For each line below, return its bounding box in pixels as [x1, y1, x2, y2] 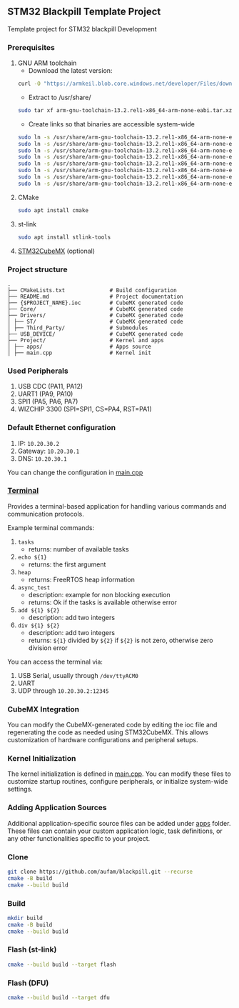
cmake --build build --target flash [7, 961, 116, 968]
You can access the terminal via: [7, 657, 103, 666]
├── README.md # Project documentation [7, 293, 183, 300]
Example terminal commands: [7, 523, 95, 532]
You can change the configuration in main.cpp [7, 468, 143, 476]
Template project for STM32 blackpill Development [7, 24, 157, 33]
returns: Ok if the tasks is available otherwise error [28, 598, 177, 607]
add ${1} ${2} [17, 607, 60, 614]
